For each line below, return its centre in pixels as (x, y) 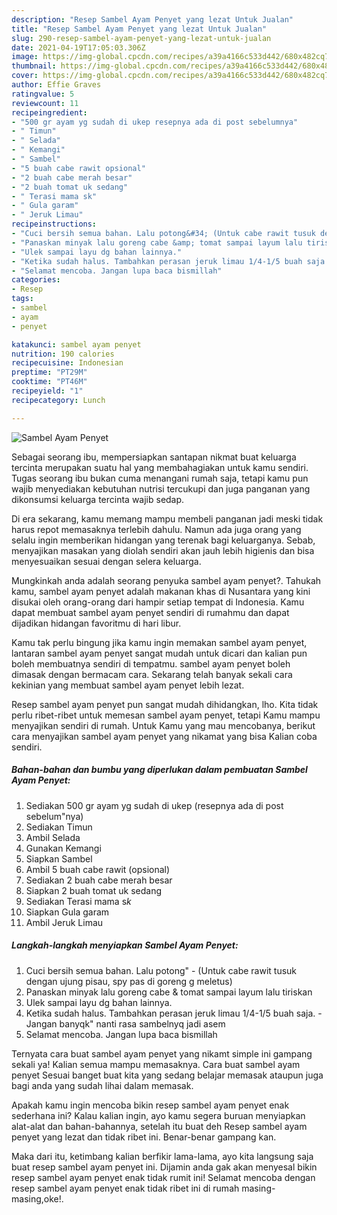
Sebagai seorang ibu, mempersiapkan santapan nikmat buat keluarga (154, 457)
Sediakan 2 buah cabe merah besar (99, 880)
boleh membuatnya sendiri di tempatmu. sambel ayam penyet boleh (151, 663)
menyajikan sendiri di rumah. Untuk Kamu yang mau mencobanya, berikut (163, 725)
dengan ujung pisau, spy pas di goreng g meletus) (129, 981)
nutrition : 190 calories (63, 354)
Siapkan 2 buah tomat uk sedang (93, 890)
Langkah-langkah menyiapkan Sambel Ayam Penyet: (125, 945)
